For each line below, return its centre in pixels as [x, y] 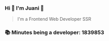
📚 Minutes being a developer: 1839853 [54, 32]
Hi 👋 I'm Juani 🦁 [24, 8]
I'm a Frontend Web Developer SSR [54, 19]
